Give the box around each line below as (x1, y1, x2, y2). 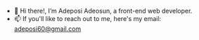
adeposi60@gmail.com (13, 25, 82, 33)
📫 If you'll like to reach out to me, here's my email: (13, 15, 162, 22)
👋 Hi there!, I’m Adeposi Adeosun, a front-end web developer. (13, 7, 193, 15)
